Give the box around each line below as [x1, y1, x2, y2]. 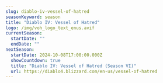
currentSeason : [5, 30, 43, 36]
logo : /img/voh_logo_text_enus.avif [5, 25, 95, 31]
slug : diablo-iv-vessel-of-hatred [5, 8, 90, 15]
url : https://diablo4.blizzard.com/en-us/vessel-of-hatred [11, 68, 158, 74]
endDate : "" [11, 41, 40, 47]
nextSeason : [5, 47, 34, 53]
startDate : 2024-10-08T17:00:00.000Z [11, 52, 103, 58]
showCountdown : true [11, 57, 61, 63]
